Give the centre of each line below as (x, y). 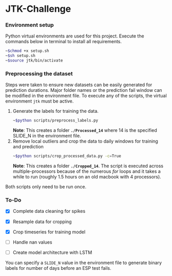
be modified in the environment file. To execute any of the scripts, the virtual (86, 96)
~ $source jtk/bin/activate (34, 61)
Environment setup (30, 25)
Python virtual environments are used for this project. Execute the (75, 36)
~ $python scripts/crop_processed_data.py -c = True (67, 156)
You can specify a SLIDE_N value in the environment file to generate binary (84, 263)
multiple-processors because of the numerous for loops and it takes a (87, 171)
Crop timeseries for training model (49, 232)
